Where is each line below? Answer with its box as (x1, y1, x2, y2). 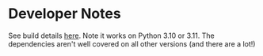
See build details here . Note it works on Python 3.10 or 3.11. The (8, 31, 215, 40)
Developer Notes (8, 5, 121, 23)
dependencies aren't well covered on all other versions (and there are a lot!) (8, 39, 256, 48)
